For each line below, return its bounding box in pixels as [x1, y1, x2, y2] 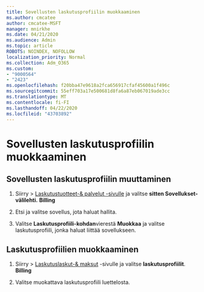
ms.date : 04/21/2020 [6, 32, 59, 38]
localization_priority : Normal [6, 54, 86, 60]
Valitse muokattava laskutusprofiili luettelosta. [15, 279, 130, 286]
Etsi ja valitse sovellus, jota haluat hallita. [15, 208, 117, 216]
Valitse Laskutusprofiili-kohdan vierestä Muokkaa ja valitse [15, 220, 165, 228]
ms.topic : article [6, 43, 53, 49]
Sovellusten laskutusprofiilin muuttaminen [6, 174, 172, 184]
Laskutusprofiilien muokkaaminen [6, 244, 139, 254]
